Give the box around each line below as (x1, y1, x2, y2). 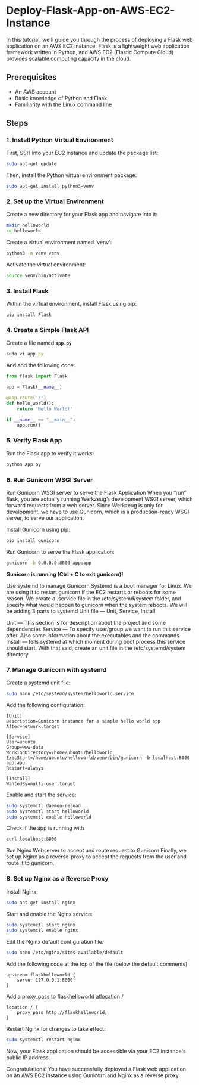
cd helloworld (6, 228, 42, 234)
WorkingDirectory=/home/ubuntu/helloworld (6, 749, 113, 755)
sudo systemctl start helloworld (6, 808, 89, 814)
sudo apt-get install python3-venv (6, 183, 94, 190)
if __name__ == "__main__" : (6, 417, 76, 423)
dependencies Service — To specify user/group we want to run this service (6, 625, 191, 633)
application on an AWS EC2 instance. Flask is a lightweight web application (6, 42, 190, 49)
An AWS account (14, 88, 56, 95)
